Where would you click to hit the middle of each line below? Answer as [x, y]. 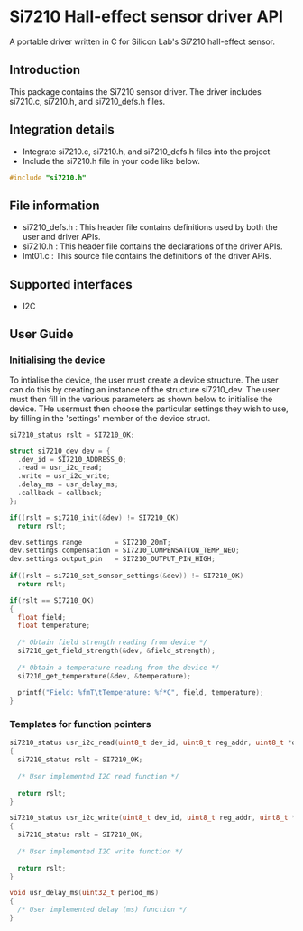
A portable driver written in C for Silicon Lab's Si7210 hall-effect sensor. [142, 41]
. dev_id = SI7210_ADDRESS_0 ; [72, 459]
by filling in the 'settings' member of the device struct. [110, 418]
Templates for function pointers [80, 724]
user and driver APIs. [61, 237]
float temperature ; [54, 626]
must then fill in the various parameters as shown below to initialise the [141, 399]
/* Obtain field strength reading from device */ [112, 642]
